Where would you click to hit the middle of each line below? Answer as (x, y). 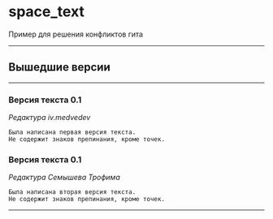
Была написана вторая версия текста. (72, 192)
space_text (47, 12)
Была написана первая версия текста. (72, 132)
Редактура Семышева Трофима (64, 178)
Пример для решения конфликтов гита (76, 34)
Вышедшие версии (60, 67)
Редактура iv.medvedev (50, 118)
